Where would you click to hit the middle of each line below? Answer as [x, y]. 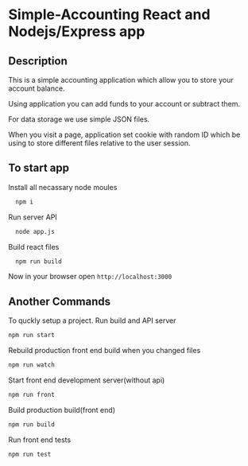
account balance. [37, 88]
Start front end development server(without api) [87, 380]
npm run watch [32, 365]
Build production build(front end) [62, 410]
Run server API [33, 217]
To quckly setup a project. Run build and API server [92, 320]
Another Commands [60, 301]
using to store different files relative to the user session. [99, 143]
